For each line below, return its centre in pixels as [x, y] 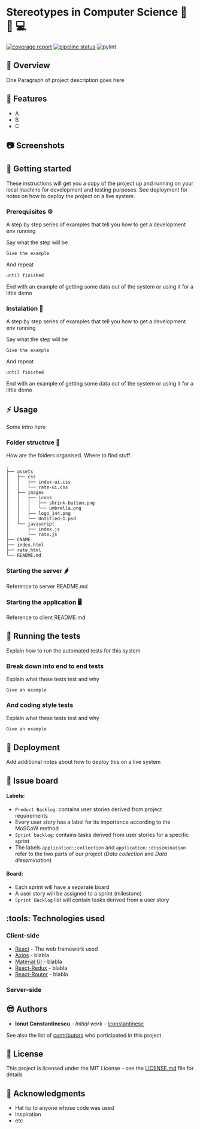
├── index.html [25, 545]
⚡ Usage [22, 409]
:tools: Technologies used [56, 919]
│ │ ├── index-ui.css [38, 482]
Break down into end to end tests [55, 666]
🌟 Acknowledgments [46, 1093]
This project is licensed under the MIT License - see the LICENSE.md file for [100, 1069]
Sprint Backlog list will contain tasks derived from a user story [92, 900]
